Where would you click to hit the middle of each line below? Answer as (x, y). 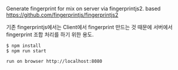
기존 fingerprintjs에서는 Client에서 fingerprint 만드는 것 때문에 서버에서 (89, 27)
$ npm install (24, 46)
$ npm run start (26, 51)
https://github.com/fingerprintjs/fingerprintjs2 (62, 15)
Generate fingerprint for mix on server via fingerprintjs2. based (83, 9)
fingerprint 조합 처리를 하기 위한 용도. (50, 34)
